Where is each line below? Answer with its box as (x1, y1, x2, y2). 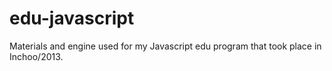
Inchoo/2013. (9, 50, 64, 62)
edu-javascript (9, 7, 135, 30)
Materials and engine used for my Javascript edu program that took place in (9, 40, 322, 52)
